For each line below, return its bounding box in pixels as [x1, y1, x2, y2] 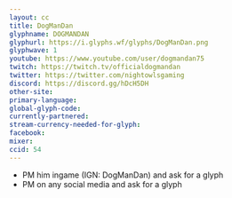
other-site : [9, 87, 53, 96]
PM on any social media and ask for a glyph [21, 178, 182, 189]
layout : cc [9, 12, 50, 22]
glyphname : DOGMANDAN [9, 29, 90, 38]
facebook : [9, 129, 46, 138]
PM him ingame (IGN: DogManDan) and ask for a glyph [21, 170, 224, 180]
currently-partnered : [9, 112, 90, 121]
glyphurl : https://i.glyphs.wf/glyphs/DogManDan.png [9, 37, 209, 47]
